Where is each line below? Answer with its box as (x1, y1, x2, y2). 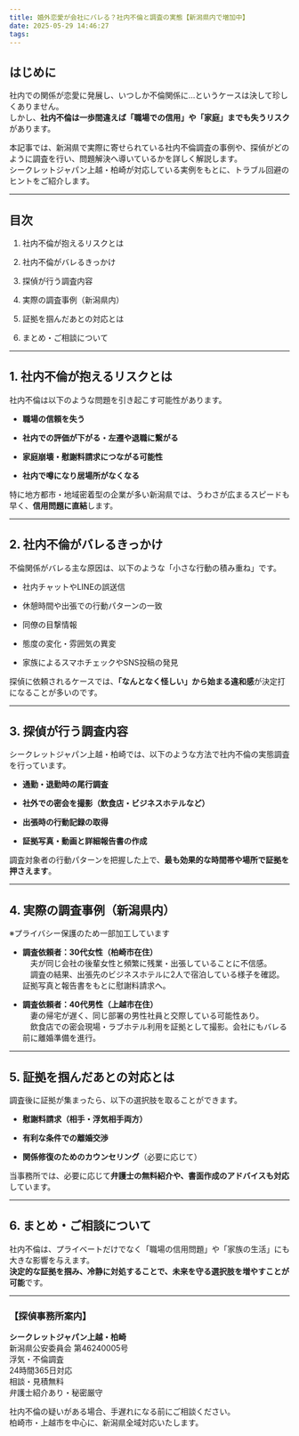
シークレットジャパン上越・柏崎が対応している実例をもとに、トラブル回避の (9, 165, 289, 175)
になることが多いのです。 (9, 687, 102, 698)
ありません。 (16, 101, 64, 112)
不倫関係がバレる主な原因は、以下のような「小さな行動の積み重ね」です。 (9, 562, 282, 573)
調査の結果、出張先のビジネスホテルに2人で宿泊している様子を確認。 (29, 969, 285, 980)
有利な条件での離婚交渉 (21, 1133, 109, 1143)
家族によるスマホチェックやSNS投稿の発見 (21, 657, 179, 667)
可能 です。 (9, 1277, 48, 1287)
